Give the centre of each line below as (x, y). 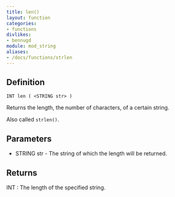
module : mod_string (31, 46)
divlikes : (19, 35)
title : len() (23, 12)
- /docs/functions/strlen (39, 58)
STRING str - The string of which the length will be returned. (91, 154)
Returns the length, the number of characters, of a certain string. (88, 108)
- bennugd (19, 40)
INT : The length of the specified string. (56, 188)
